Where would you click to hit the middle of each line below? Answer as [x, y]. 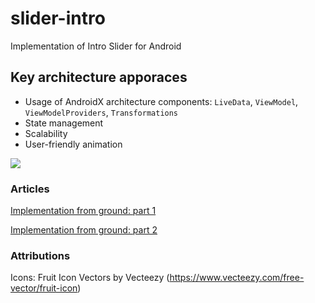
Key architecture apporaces [99, 77]
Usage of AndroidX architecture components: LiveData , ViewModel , [161, 101]
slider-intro [58, 18]
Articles [30, 189]
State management [64, 123]
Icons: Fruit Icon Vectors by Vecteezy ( [90, 278]
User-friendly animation [73, 144]
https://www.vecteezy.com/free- [237, 278]
